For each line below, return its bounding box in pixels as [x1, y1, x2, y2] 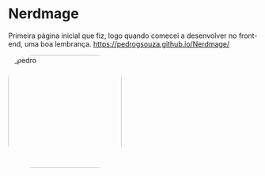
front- [238, 31, 258, 40]
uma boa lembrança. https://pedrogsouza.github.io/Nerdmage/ [24, 39, 230, 48]
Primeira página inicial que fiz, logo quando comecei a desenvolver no [8, 31, 237, 40]
